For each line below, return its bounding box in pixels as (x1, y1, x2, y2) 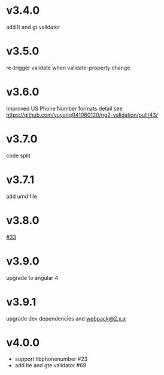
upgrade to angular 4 (6, 274, 59, 281)
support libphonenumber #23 (14, 355, 88, 362)
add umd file (6, 193, 38, 200)
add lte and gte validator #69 (14, 362, 87, 369)
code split (6, 152, 31, 159)
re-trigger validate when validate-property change (6, 64, 130, 71)
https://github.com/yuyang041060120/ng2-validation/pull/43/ (6, 111, 159, 118)
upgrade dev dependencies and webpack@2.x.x (6, 315, 126, 322)
